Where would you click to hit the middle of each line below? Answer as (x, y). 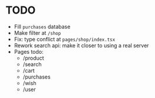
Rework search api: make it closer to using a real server (81, 45)
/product (34, 58)
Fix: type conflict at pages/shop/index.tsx (65, 39)
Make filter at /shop (37, 32)
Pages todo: (29, 51)
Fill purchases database (42, 27)
